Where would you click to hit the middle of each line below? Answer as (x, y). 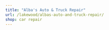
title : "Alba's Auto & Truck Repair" (46, 10)
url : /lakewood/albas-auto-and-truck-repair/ (54, 15)
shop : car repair (24, 19)
